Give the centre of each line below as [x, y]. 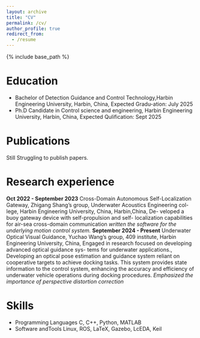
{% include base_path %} [38, 57]
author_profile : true [33, 29]
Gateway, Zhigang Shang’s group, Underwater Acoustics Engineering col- [98, 205]
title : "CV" [21, 17]
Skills [20, 306]
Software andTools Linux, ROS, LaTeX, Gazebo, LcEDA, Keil [88, 328]
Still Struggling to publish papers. [47, 157]
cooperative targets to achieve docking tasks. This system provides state [97, 262]
